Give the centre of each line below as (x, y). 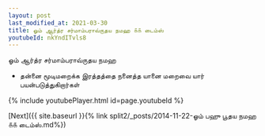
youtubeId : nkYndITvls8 (47, 38)
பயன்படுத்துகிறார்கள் (50, 85)
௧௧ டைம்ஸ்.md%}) (37, 125)
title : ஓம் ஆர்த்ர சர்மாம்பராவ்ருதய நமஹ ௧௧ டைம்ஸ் (86, 30)
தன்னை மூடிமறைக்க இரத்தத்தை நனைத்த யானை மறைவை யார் (112, 76)
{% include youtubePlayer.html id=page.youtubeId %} (96, 100)
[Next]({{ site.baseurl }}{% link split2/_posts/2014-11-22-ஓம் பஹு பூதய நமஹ (132, 116)
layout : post (30, 15)
